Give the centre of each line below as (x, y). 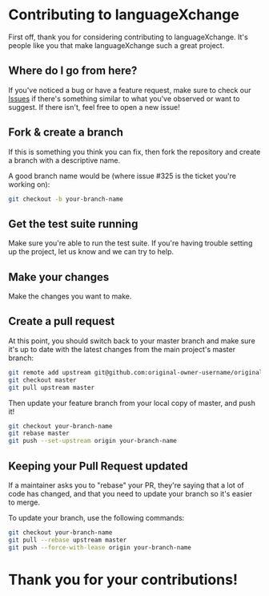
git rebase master (39, 434)
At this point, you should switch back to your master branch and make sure (132, 341)
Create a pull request (62, 321)
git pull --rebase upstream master (68, 540)
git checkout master (43, 380)
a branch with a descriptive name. (64, 160)
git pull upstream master (51, 387)
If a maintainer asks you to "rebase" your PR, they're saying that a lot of (126, 485)
